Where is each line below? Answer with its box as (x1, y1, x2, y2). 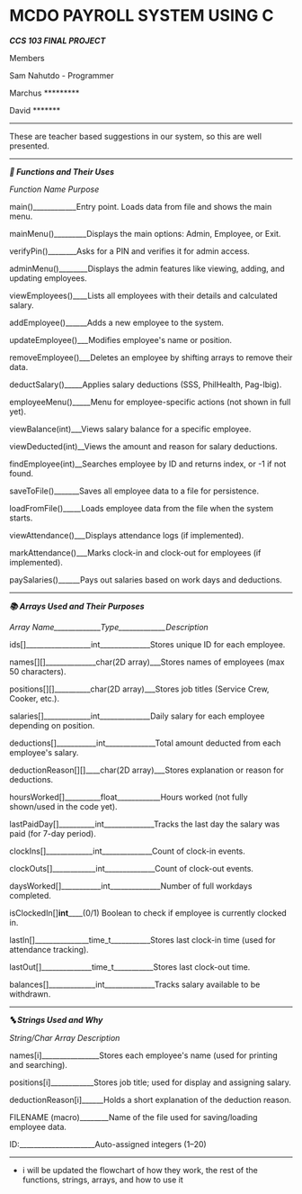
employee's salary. (9, 746, 79, 757)
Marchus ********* (9, 87, 80, 98)
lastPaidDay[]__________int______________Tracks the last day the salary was (9, 819, 280, 829)
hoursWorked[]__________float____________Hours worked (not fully (9, 791, 249, 802)
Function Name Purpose (9, 184, 100, 194)
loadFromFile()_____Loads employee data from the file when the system (9, 502, 274, 513)
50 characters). (9, 665, 67, 676)
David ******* (9, 104, 61, 115)
